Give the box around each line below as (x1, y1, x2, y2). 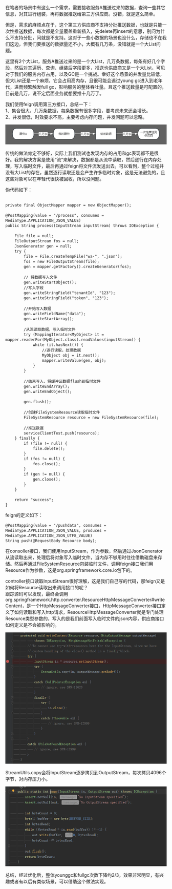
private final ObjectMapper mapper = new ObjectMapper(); (5, 202, 132, 208)
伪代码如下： (5, 187, 32, 193)
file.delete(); (32, 446, 66, 451)
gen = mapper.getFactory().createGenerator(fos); (24, 264, 132, 269)
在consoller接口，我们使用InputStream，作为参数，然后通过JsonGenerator (5, 548, 163, 554)
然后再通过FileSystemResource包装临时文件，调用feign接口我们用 (14, 561, 154, 567)
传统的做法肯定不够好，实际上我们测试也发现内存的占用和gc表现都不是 (5, 150, 155, 156)
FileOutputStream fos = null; (14, 238, 79, 243)
